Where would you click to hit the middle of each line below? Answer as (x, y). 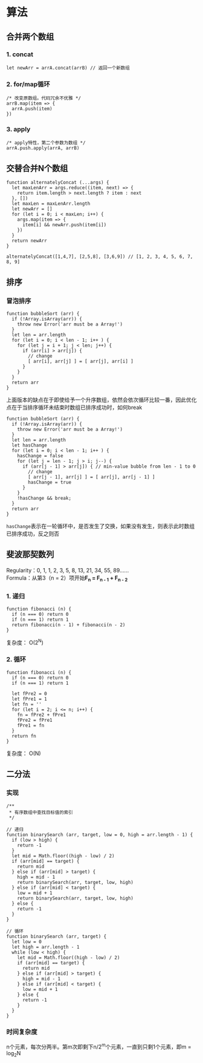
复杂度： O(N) (24, 753)
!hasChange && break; (44, 498)
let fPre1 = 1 (29, 699)
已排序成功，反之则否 (33, 534)
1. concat (20, 54)
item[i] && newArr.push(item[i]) (64, 225)
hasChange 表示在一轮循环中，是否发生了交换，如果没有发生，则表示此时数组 (101, 526)
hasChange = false (40, 456)
